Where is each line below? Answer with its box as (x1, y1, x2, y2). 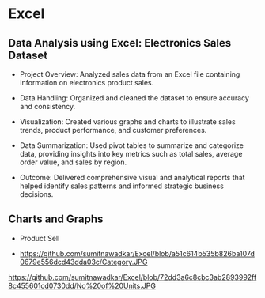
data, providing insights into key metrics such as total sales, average (19, 149, 243, 158)
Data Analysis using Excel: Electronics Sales (8, 36, 232, 50)
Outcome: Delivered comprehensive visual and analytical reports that (19, 173, 245, 182)
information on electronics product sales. (19, 78, 154, 87)
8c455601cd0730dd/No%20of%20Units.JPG (8, 281, 157, 290)
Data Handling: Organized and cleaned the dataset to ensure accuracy (19, 93, 249, 103)
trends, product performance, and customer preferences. (19, 126, 207, 134)
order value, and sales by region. (19, 157, 127, 167)
